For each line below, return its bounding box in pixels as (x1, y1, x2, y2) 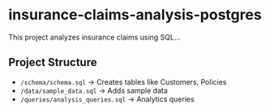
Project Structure (8, 56, 97, 69)
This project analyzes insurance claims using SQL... (8, 32, 181, 42)
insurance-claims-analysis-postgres (8, 6, 262, 24)
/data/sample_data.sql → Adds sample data (19, 85, 169, 95)
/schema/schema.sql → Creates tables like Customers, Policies (19, 77, 227, 86)
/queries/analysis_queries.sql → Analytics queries (19, 94, 195, 104)
